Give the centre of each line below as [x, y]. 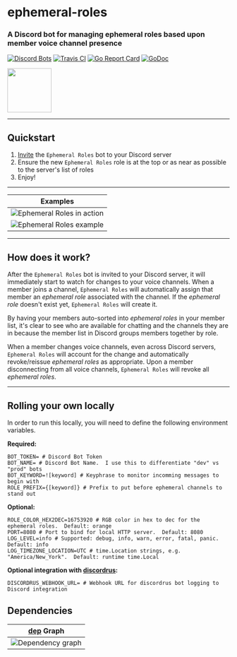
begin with [23, 481]
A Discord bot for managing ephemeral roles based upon [107, 35]
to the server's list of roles [55, 170]
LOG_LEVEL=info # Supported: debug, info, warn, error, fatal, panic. [113, 538]
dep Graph [46, 631]
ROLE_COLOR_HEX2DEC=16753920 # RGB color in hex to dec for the [104, 520]
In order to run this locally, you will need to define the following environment [117, 422]
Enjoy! [26, 177]
